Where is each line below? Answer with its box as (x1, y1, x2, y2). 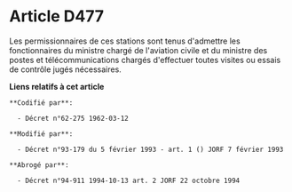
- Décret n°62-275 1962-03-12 (17, 114, 129, 123)
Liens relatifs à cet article (9, 81, 105, 92)
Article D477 (9, 6, 105, 27)
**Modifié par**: (9, 129, 74, 139)
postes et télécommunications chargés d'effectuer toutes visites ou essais (9, 54, 281, 65)
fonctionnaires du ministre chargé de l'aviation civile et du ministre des (9, 44, 268, 55)
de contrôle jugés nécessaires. (9, 64, 122, 75)
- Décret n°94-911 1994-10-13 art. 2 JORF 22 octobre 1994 (17, 176, 241, 185)
